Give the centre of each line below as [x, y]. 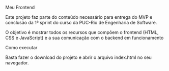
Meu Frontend [20, 7]
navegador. [17, 63]
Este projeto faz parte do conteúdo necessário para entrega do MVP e [79, 17]
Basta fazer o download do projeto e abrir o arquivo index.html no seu [78, 57]
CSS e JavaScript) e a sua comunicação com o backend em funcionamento [84, 38]
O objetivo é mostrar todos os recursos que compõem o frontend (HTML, [82, 32]
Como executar [21, 47]
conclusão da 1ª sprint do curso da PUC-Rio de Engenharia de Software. [81, 23]
